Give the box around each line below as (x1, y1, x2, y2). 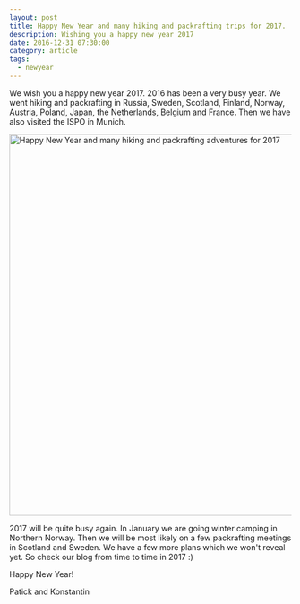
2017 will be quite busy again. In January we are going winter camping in (9, 522, 278, 533)
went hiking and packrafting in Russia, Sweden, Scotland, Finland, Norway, (9, 97, 286, 108)
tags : (9, 55, 30, 64)
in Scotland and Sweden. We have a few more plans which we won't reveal (9, 541, 286, 552)
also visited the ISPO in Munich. (9, 116, 126, 126)
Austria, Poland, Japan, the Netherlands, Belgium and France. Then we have (9, 107, 291, 117)
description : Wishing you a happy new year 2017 (9, 30, 194, 39)
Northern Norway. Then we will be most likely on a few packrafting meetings (9, 532, 292, 543)
